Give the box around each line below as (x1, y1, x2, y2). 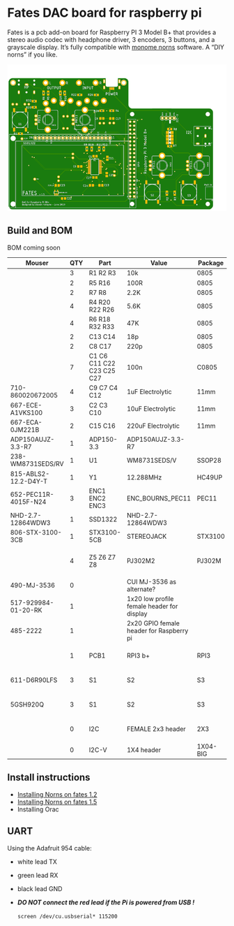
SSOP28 (196, 456, 221, 464)
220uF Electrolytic (126, 421, 180, 431)
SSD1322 (88, 515, 118, 523)
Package (198, 259, 224, 267)
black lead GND (17, 884, 63, 892)
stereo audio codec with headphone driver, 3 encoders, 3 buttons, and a (7, 35, 215, 43)
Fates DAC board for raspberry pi (7, 5, 202, 21)
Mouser (25, 259, 49, 267)
